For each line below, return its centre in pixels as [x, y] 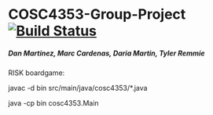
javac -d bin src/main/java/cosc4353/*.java [78, 88]
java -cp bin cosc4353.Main [54, 103]
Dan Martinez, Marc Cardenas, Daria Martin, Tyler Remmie [107, 53]
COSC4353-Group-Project [97, 14]
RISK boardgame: [37, 73]
